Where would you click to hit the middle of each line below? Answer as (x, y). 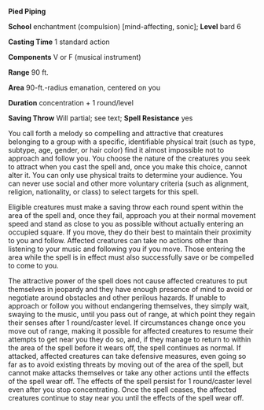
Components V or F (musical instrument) (75, 57)
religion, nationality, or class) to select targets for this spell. (104, 192)
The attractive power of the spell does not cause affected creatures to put (128, 281)
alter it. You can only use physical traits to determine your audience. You (125, 175)
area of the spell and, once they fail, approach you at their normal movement (132, 215)
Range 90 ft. (28, 72)
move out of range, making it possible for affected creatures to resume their (131, 331)
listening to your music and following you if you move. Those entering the (127, 249)
